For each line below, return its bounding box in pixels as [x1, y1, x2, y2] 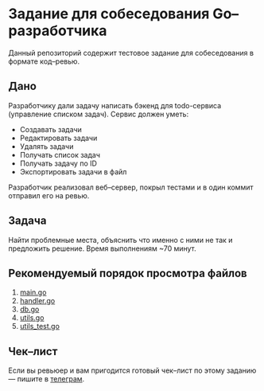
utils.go [19, 313, 45, 323]
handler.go [19, 296, 56, 306]
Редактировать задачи [19, 133, 98, 143]
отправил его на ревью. [8, 190, 90, 200]
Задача [8, 214, 47, 228]
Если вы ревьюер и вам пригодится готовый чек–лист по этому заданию [8, 366, 257, 375]
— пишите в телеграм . [8, 374, 85, 384]
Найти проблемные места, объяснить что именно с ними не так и [8, 235, 233, 244]
